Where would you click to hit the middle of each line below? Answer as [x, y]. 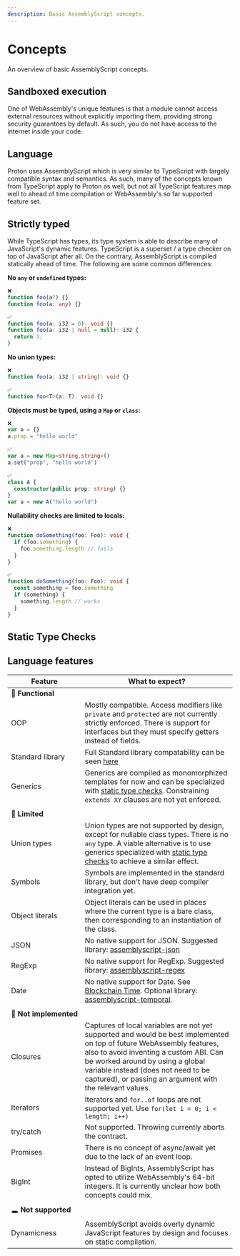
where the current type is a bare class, [149, 911]
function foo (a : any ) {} [44, 304]
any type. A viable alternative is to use [148, 843]
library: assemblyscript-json [132, 949]
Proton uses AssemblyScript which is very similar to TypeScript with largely [119, 171]
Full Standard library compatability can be [155, 752]
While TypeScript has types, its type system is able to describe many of [113, 241]
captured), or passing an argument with [151, 1079]
